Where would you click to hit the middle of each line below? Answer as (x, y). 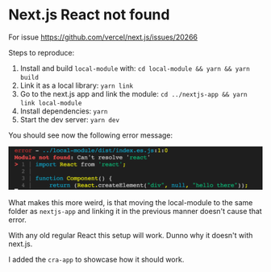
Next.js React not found (89, 15)
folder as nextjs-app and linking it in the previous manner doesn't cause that (135, 211)
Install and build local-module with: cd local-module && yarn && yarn (135, 68)
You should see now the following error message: (91, 135)
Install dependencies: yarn (64, 111)
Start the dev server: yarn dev (69, 119)
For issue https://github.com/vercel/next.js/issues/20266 (103, 37)
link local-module (51, 103)
